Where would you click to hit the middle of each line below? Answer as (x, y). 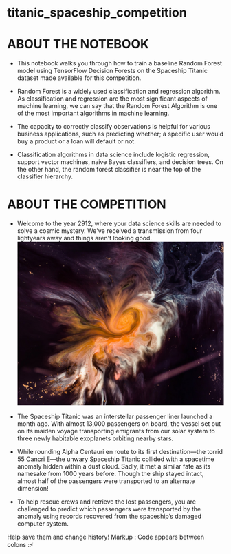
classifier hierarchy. (45, 176)
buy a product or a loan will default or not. (76, 141)
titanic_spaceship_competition (97, 13)
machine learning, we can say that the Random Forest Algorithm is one (117, 106)
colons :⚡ (20, 544)
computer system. (43, 523)
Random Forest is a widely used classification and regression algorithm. (119, 92)
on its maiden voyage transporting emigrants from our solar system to (116, 431)
